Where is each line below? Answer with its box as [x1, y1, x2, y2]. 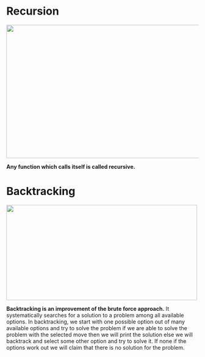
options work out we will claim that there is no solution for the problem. [6, 344, 185, 351]
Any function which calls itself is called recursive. [6, 163, 135, 170]
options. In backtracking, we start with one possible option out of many [6, 318, 185, 325]
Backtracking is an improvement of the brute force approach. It [6, 305, 170, 312]
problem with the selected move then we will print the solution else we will [6, 331, 193, 338]
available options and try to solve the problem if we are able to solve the [6, 324, 187, 331]
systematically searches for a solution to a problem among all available [6, 311, 184, 319]
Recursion [6, 4, 59, 18]
